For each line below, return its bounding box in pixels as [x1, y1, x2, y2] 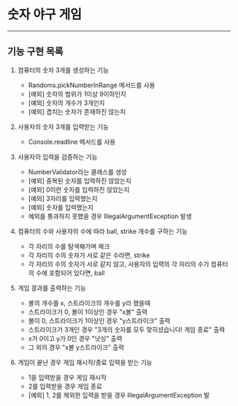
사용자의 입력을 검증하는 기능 [17, 152, 98, 161]
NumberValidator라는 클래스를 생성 [28, 167, 127, 176]
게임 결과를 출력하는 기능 [17, 283, 86, 292]
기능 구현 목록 [7, 45, 64, 57]
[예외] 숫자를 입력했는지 [28, 203, 94, 211]
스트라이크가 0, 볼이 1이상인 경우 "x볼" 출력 [28, 308, 148, 316]
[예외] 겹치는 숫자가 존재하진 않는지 [28, 107, 126, 115]
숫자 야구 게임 [7, 6, 82, 23]
